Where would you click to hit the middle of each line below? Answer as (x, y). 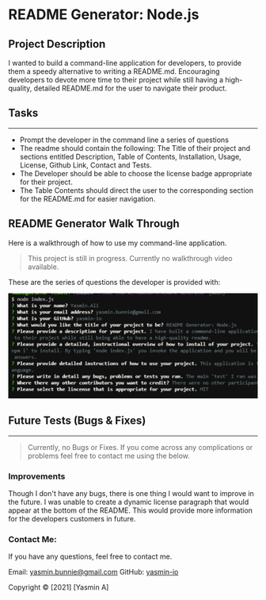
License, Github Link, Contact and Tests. (85, 165)
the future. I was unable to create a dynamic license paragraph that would (129, 502)
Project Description (57, 44)
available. (43, 267)
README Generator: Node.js (104, 15)
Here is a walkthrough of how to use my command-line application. (118, 243)
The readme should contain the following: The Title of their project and (135, 148)
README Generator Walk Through (94, 224)
